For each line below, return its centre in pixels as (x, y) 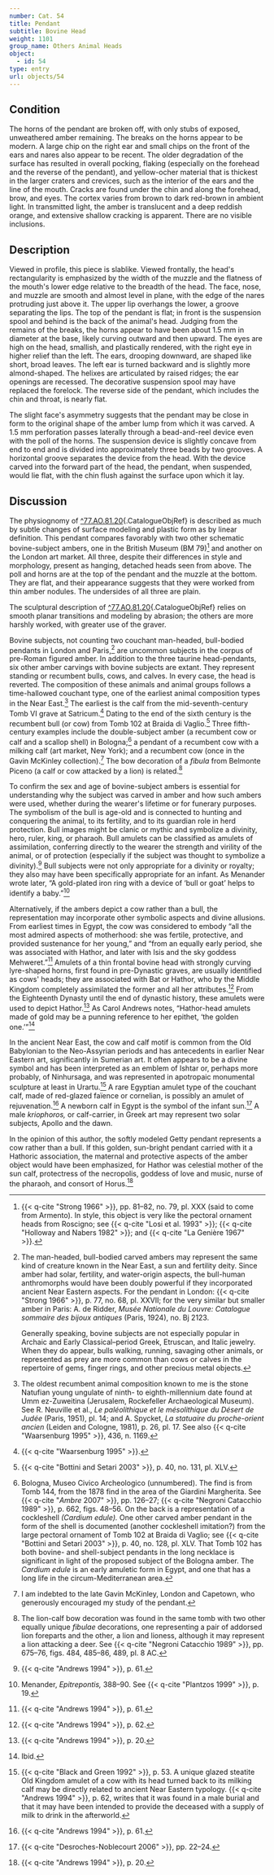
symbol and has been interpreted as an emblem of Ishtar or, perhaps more (134, 1068)
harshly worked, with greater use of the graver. (88, 624)
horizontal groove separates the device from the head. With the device (128, 458)
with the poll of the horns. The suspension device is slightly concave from (133, 441)
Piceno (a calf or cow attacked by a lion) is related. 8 (96, 770)
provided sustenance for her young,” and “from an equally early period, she (136, 943)
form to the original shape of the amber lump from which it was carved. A (132, 423)
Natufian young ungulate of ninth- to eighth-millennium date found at (137, 1392)
